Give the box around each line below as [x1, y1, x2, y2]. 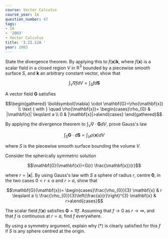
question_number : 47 [5, 17, 49, 22]
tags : [5, 21, 17, 27]
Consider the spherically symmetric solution [5, 153, 96, 159]
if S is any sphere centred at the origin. [5, 228, 85, 234]
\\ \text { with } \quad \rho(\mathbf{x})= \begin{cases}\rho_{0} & [18, 106, 151, 112]
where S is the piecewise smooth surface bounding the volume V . [5, 143, 141, 149]
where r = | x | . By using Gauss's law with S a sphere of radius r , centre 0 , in [5, 172, 161, 178]
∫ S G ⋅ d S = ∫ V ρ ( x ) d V [64, 132, 105, 139]
